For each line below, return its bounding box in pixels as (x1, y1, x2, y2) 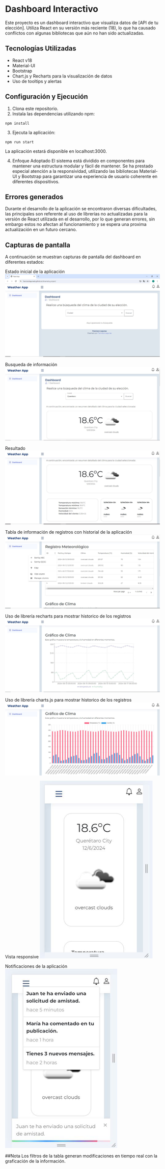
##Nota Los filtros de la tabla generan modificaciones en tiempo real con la (5, 1153, 158, 1159)
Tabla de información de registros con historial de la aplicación (5, 529, 132, 535)
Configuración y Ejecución (5, 92, 88, 101)
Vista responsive (5, 954, 39, 960)
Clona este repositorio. (12, 106, 58, 111)
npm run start (5, 139, 34, 144)
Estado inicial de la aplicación (5, 269, 65, 274)
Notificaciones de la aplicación (5, 963, 68, 969)
